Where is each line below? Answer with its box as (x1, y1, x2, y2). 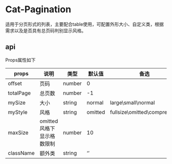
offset (8, 80, 22, 87)
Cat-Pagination (5, 4, 72, 15)
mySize (8, 99, 26, 106)
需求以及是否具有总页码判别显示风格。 (5, 27, 86, 34)
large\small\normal (110, 99, 155, 106)
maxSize (8, 129, 29, 136)
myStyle (8, 108, 28, 115)
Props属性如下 (5, 57, 36, 63)
